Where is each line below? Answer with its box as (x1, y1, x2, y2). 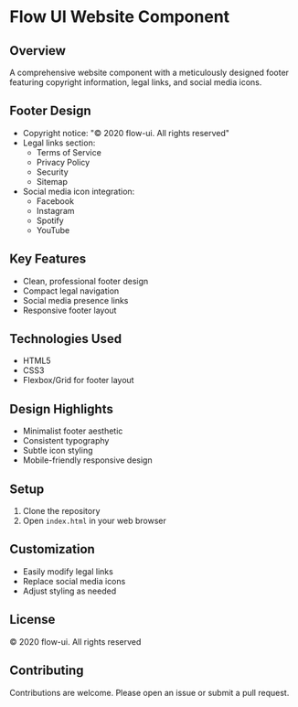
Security (36, 166, 69, 177)
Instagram (36, 205, 75, 216)
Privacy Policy (36, 156, 90, 167)
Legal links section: (22, 137, 96, 148)
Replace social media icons (22, 575, 126, 586)
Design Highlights (9, 401, 114, 417)
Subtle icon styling (22, 445, 93, 456)
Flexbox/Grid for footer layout (22, 375, 134, 386)
